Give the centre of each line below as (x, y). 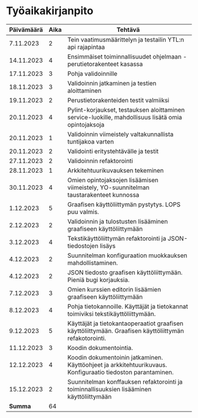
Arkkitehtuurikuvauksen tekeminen (115, 170)
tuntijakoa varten (91, 141)
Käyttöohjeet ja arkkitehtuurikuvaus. (117, 365)
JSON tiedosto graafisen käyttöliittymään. (125, 272)
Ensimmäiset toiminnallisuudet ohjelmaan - (127, 56)
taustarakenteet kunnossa (103, 195)
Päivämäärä (26, 30)
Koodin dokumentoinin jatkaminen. (115, 357)
